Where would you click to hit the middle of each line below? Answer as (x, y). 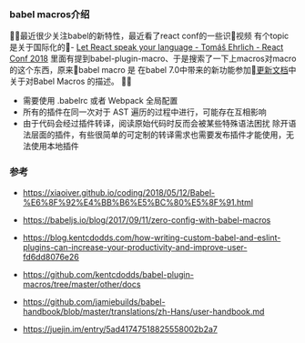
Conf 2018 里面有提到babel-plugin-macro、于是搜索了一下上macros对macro (153, 59)
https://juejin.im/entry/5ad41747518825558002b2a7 (120, 328)
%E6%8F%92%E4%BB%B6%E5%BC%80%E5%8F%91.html (137, 202)
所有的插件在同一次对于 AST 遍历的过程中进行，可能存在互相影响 (144, 112)
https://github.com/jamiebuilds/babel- (94, 301)
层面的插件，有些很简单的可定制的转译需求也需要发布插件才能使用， (158, 135)
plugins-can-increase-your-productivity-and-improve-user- (135, 247)
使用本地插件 (55, 146)
